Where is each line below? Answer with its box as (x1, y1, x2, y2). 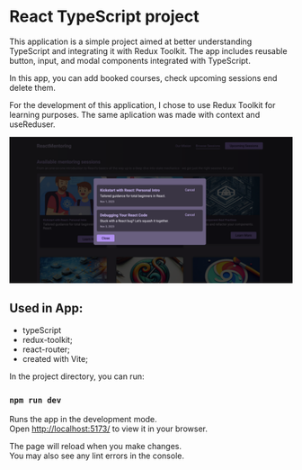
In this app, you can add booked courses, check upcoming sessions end (9, 72, 278, 83)
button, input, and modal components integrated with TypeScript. (9, 55, 252, 66)
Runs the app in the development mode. (9, 413, 157, 424)
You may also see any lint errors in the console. (9, 450, 184, 461)
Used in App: (9, 301, 84, 316)
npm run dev (9, 394, 62, 405)
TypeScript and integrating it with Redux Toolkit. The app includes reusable (9, 45, 288, 56)
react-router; (22, 344, 70, 355)
